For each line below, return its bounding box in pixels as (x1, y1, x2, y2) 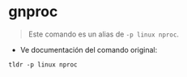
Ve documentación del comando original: (19, 45, 158, 54)
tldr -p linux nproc (8, 60, 79, 69)
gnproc (8, 2, 58, 21)
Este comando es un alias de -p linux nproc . (28, 29, 180, 39)
